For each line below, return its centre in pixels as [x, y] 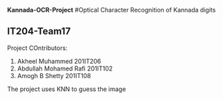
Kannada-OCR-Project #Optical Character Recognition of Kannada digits [111, 10]
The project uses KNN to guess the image [67, 89]
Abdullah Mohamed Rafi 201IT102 [65, 68]
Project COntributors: [37, 48]
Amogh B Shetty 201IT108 [54, 75]
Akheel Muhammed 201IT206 [59, 61]
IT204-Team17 [39, 31]
